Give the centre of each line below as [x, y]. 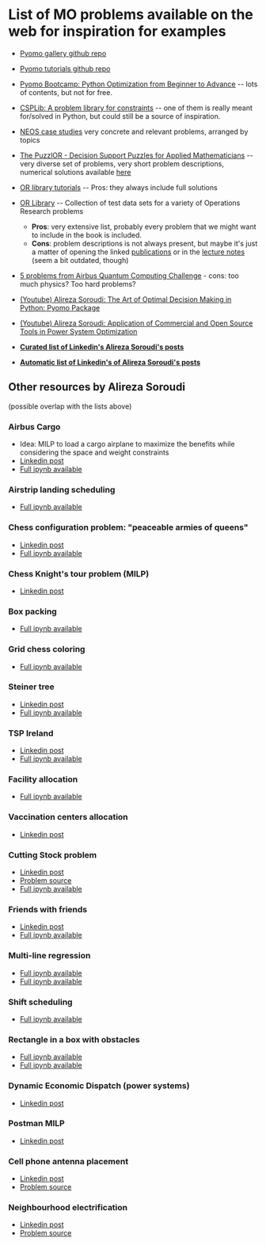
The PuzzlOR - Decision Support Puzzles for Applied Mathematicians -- [136, 155]
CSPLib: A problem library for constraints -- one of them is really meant [136, 108]
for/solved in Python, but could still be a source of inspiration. [120, 116]
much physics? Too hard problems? [78, 284]
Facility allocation [43, 779]
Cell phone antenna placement [68, 1161]
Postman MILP [36, 1124]
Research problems [51, 211]
